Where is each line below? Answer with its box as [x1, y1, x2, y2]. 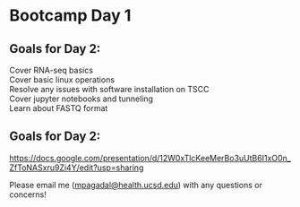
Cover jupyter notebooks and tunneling [9, 93, 154, 104]
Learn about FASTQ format [9, 103, 108, 113]
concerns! [9, 189, 47, 200]
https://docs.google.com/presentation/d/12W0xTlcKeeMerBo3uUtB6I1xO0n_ [9, 152, 291, 163]
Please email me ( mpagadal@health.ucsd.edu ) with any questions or [9, 179, 262, 190]
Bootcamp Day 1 [9, 5, 132, 26]
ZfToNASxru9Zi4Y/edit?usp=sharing [9, 162, 144, 173]
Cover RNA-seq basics [9, 65, 94, 75]
